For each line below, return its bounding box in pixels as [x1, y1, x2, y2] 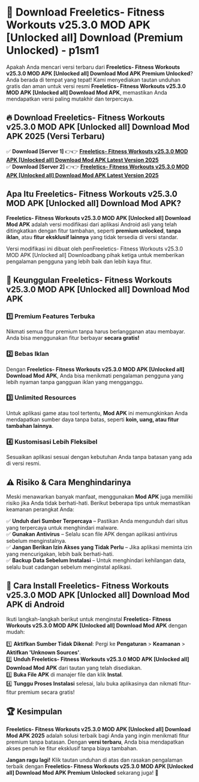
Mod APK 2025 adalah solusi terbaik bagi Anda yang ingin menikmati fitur [6, 732, 189, 739]
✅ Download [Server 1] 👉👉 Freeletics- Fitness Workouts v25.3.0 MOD [6, 147, 188, 155]
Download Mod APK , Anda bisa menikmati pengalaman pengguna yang [6, 372, 184, 379]
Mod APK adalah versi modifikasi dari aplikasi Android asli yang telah [6, 221, 177, 228]
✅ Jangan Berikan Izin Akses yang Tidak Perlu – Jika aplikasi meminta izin [6, 544, 193, 551]
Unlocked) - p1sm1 [6, 44, 99, 58]
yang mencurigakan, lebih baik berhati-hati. [6, 550, 114, 557]
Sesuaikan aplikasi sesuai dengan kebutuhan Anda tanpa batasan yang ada [6, 454, 192, 461]
